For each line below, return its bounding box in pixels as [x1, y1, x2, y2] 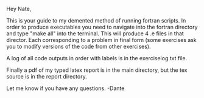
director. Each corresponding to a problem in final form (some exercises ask [6, 37, 197, 43]
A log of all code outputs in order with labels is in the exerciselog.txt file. [6, 55, 188, 61]
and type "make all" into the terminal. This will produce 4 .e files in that [6, 30, 184, 37]
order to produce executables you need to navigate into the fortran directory [6, 24, 198, 30]
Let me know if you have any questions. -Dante [6, 85, 125, 92]
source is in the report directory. [6, 73, 87, 80]
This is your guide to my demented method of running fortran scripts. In [6, 17, 186, 24]
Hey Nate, [6, 5, 32, 12]
